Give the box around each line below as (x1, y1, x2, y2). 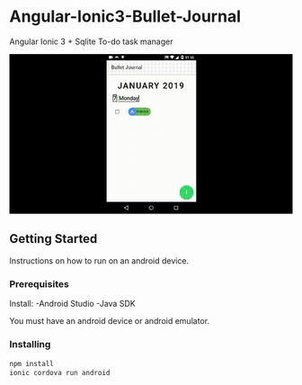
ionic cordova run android (9, 369, 111, 378)
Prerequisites (9, 277, 69, 290)
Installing (9, 337, 51, 350)
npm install (9, 360, 54, 369)
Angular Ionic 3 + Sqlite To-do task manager (9, 36, 173, 47)
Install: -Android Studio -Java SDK (9, 298, 137, 309)
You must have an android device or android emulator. (9, 315, 209, 326)
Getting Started (9, 231, 98, 246)
